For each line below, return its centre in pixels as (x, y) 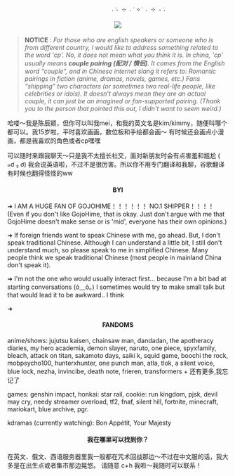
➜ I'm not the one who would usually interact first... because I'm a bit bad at (117, 279)
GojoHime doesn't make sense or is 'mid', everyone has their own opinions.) (117, 221)
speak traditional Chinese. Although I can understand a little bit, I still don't (115, 243)
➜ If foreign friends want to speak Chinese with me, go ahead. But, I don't (114, 236)
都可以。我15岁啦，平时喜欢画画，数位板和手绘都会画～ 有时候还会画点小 (113, 132)
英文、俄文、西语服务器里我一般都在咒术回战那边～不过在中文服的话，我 (117, 456)
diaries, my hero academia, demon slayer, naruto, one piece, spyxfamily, (112, 348)
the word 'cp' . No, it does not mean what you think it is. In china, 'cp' (123, 55)
